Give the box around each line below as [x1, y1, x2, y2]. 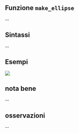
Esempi [5, 58, 28, 66]
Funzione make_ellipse [5, 4, 74, 12]
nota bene [5, 84, 36, 93]
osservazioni [5, 111, 45, 119]
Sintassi [5, 31, 30, 39]
